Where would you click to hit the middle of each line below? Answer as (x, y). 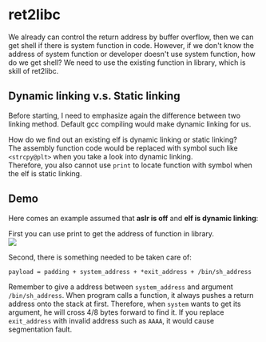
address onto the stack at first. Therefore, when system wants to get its (125, 304)
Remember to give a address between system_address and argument (121, 287)
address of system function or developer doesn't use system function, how (132, 54)
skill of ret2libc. (34, 70)
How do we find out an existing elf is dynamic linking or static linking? (123, 139)
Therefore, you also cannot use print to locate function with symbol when (131, 165)
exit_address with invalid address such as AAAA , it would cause (111, 320)
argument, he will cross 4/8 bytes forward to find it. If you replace (116, 312)
